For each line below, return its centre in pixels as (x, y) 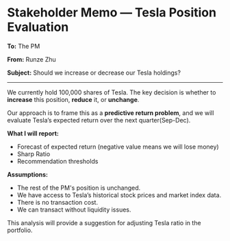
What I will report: (33, 133)
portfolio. (20, 230)
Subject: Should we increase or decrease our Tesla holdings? (94, 73)
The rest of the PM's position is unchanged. (79, 188)
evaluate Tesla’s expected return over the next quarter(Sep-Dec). (99, 120)
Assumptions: (28, 174)
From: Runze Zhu (31, 59)
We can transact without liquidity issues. (74, 210)
